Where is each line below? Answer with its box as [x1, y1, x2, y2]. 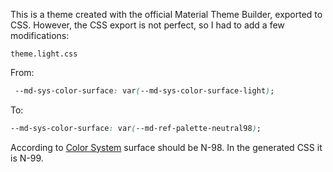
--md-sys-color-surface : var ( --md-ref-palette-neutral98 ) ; [10, 123, 262, 133]
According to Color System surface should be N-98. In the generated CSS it [10, 141, 323, 153]
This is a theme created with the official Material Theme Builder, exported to [10, 9, 323, 20]
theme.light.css [10, 49, 78, 59]
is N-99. [10, 152, 44, 164]
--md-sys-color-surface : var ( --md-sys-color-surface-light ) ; [14, 86, 275, 96]
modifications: [10, 30, 70, 41]
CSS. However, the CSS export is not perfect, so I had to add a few [10, 19, 285, 31]
